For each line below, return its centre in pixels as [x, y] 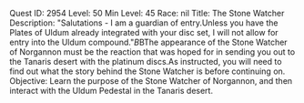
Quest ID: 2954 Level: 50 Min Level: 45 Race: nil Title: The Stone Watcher [147, 13]
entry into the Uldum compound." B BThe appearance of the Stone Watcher [149, 42]
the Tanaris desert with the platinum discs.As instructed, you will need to [146, 62]
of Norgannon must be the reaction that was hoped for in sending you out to [152, 52]
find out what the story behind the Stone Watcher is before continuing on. [147, 71]
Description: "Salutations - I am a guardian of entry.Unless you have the [144, 23]
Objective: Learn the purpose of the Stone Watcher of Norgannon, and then [151, 81]
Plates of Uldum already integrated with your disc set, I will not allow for [144, 32]
